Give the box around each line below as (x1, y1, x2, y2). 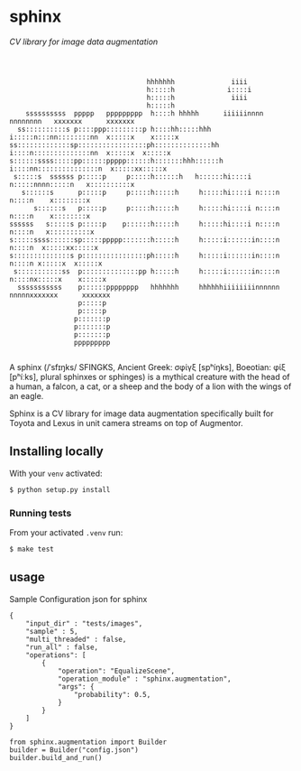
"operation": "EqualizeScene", (57, 666, 176, 675)
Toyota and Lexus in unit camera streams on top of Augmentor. (9, 417, 243, 428)
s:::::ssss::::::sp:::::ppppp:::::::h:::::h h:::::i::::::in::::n (9, 235, 280, 245)
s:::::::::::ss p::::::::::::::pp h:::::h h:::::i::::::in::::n (13, 266, 280, 276)
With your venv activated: (9, 468, 103, 478)
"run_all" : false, (25, 643, 99, 652)
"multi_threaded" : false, (25, 635, 127, 644)
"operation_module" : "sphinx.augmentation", (57, 674, 232, 683)
